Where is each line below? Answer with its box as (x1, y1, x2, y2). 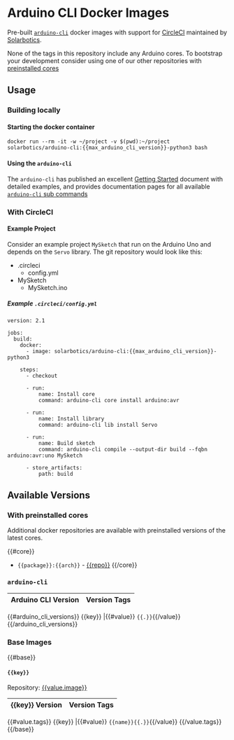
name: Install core (38, 390, 96, 397)
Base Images (7, 637, 52, 647)
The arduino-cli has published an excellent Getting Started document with (7, 174, 224, 183)
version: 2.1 (7, 317, 45, 324)
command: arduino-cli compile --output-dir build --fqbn (38, 446, 208, 453)
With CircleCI (7, 207, 54, 217)
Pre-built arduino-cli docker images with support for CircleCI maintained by (7, 28, 228, 36)
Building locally (7, 105, 61, 115)
